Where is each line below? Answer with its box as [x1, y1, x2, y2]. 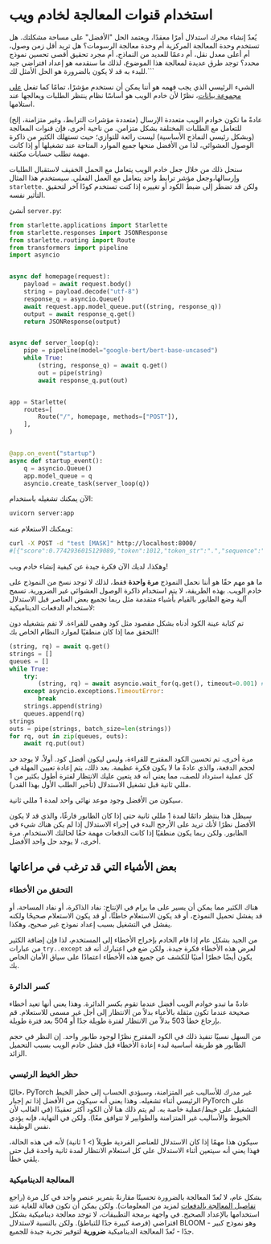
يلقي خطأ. [9, 1154, 39, 1164]
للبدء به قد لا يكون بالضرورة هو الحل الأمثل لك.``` [9, 66, 155, 76]
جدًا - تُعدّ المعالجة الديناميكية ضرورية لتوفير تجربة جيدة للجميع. [9, 1226, 195, 1236]
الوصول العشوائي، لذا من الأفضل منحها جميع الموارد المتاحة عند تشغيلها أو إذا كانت [9, 140, 254, 150]
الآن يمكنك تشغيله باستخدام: [9, 494, 93, 503]
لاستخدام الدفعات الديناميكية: [9, 603, 96, 613]
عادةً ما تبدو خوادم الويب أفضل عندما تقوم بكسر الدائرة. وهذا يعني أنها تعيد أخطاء [9, 999, 249, 1008]
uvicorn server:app [9, 509, 75, 518]
